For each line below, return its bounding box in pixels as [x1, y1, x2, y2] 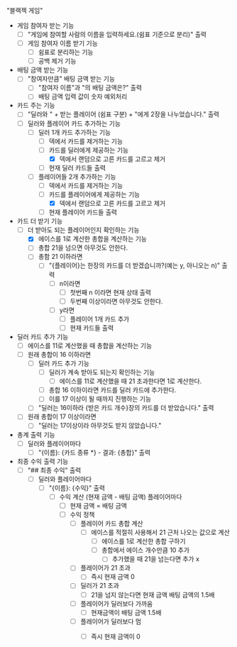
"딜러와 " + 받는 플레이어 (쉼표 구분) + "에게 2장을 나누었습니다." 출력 [27, 110, 220, 118]
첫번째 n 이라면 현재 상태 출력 [70, 288, 152, 297]
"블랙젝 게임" [6, 6, 43, 14]
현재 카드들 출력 [70, 323, 114, 332]
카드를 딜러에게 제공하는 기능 [48, 145, 129, 154]
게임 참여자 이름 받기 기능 [27, 39, 99, 48]
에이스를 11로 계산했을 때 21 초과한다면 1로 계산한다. [59, 377, 202, 385]
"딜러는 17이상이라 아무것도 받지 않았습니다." [38, 421, 162, 430]
